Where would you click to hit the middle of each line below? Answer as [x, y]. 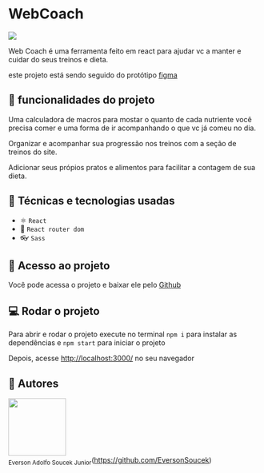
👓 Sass [32, 237]
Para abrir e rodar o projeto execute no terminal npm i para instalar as [123, 334]
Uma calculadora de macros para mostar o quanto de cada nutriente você [130, 119]
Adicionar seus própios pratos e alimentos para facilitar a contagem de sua [132, 167]
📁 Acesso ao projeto [59, 266]
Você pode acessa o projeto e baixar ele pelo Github [95, 285]
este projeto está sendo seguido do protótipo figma [93, 75]
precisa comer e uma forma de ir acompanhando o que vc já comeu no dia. [132, 128]
